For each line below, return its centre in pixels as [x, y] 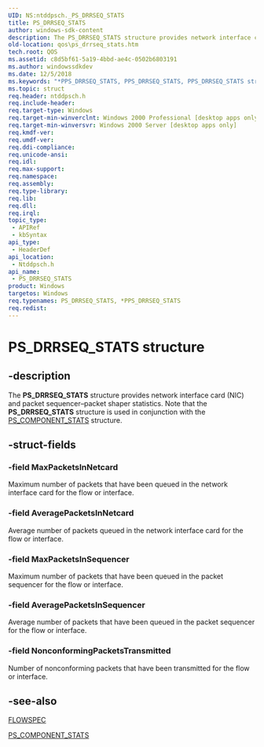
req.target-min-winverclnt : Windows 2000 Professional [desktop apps [125, 118]
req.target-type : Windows [50, 111]
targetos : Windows [38, 294]
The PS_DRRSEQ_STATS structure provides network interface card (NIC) [126, 395]
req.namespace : [33, 177]
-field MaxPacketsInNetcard [63, 467]
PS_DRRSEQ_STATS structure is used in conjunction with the [107, 412]
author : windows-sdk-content [56, 30]
